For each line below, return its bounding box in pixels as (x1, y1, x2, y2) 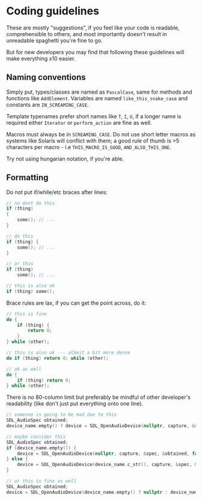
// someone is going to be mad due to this (6, 411, 117, 418)
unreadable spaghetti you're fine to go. (6, 37, 103, 44)
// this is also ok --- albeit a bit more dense (6, 350, 130, 356)
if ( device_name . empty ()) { (6, 445, 77, 451)
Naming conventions (6, 72, 86, 82)
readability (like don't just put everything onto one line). (6, 400, 143, 407)
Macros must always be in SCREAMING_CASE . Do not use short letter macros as (6, 130, 196, 138)
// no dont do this (6, 200, 55, 206)
